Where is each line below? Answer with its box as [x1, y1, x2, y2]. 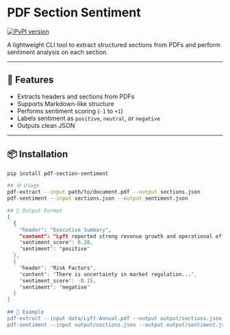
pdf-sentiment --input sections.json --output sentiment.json [7, 195, 188, 202]
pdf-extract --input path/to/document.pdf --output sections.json [7, 189, 201, 196]
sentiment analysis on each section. [7, 48, 108, 56]
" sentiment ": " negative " [19, 284, 90, 291]
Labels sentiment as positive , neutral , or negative [16, 114, 161, 122]
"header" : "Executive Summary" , [19, 226, 112, 233]
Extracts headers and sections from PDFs [16, 92, 135, 100]
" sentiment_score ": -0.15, [19, 277, 97, 284]
